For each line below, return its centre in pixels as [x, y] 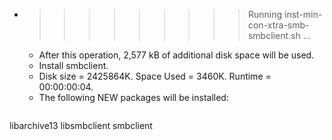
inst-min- [303, 14]
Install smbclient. [73, 65]
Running [265, 14]
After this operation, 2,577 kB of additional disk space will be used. [176, 55]
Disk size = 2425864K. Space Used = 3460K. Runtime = [155, 76]
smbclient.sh [274, 35]
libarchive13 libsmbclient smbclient [81, 125]
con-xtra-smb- [278, 25]
